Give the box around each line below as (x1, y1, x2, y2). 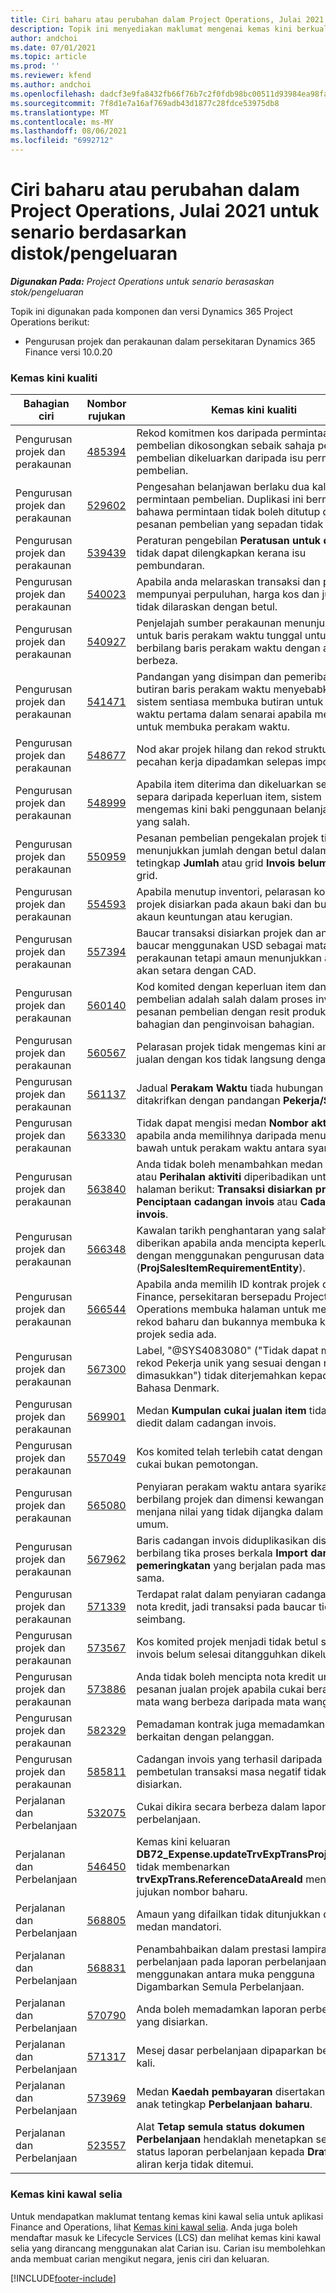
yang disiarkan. (136, 2015, 208, 2029)
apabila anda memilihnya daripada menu (136, 1129, 327, 1143)
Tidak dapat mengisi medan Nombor (136, 1116, 309, 1130)
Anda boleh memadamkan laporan (136, 2002, 298, 2016)
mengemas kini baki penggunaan (136, 802, 292, 816)
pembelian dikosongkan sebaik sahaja (136, 439, 316, 453)
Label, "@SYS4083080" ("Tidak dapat (136, 1344, 319, 1358)
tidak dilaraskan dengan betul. (136, 600, 278, 614)
